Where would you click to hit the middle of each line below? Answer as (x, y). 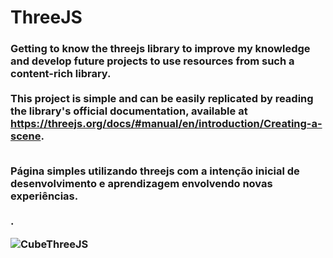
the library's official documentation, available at (129, 111)
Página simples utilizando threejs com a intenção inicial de (155, 171)
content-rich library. (61, 74)
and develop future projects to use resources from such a (152, 61)
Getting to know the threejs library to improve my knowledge (160, 49)
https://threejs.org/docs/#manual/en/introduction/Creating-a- (166, 124)
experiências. (44, 196)
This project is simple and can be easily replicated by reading (162, 99)
